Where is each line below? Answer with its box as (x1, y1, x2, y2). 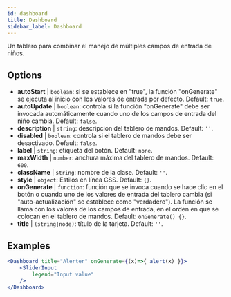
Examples (7, 240, 50, 251)
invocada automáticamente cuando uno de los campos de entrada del (17, 110, 216, 118)
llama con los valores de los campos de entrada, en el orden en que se (17, 205, 219, 213)
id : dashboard (7, 10, 48, 17)
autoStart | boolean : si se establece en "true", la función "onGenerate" (17, 88, 218, 96)
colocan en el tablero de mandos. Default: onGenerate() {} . (17, 212, 187, 221)
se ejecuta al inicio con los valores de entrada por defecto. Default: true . (17, 95, 225, 104)
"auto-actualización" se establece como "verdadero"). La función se (17, 198, 213, 206)
